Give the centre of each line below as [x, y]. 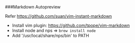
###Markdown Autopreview [33, 7]
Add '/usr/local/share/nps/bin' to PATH [51, 36]
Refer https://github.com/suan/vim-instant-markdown [59, 16]
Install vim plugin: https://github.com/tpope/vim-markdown [71, 25]
